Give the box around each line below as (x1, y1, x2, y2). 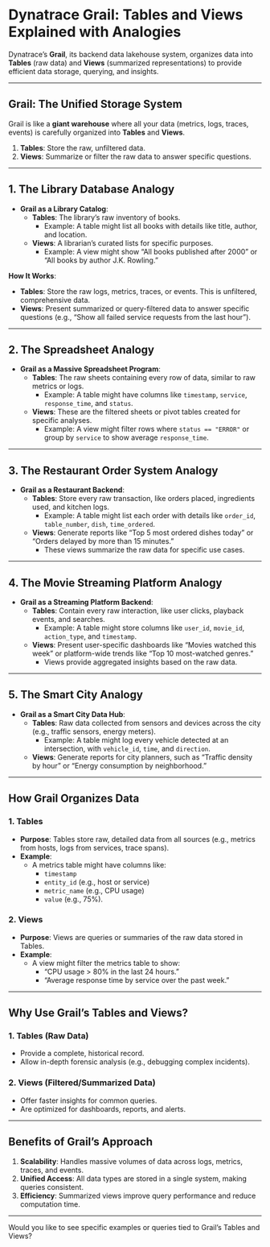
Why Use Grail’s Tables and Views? (8, 1006, 189, 1020)
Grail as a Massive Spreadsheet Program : (19, 364, 161, 374)
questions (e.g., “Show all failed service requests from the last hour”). (19, 312, 252, 321)
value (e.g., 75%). (43, 894, 103, 904)
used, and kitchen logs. (31, 502, 110, 512)
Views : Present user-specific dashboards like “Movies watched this (31, 640, 257, 649)
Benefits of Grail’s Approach (8, 1135, 153, 1149)
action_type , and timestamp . (43, 632, 137, 641)
